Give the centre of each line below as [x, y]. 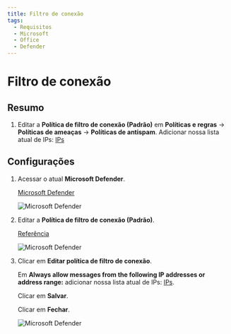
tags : [15, 20]
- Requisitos [33, 27]
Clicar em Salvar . [43, 296]
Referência [33, 233]
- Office [26, 40]
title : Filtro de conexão [45, 14]
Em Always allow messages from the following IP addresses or [111, 274]
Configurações [41, 162]
